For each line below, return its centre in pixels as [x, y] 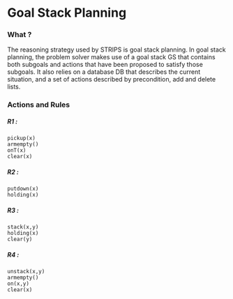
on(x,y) [18, 284]
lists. [14, 87]
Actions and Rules [39, 105]
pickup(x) [22, 138]
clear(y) [20, 239]
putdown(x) [23, 189]
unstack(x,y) [26, 272]
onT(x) [17, 151]
